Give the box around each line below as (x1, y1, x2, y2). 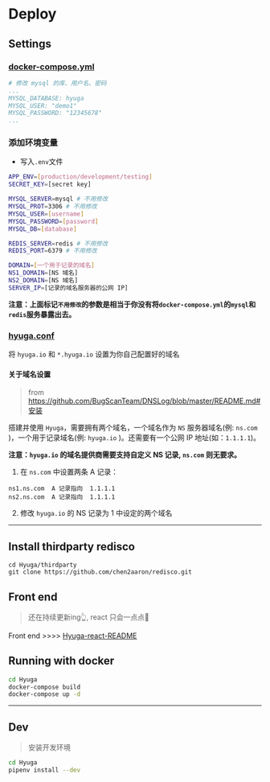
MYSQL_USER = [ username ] (8, 210, 84, 218)
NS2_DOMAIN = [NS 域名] (8, 277, 79, 285)
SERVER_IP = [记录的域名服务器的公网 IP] (8, 283, 129, 292)
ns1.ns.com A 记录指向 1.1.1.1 (8, 484, 116, 493)
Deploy (8, 5, 57, 23)
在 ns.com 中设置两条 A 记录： (19, 467, 119, 477)
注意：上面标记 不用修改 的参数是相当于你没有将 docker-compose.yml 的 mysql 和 (8, 299, 256, 309)
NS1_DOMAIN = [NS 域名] (8, 269, 79, 278)
